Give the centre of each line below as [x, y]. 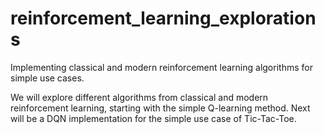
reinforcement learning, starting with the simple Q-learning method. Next [160, 108]
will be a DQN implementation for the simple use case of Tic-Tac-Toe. [153, 118]
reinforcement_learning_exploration [163, 18]
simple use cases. [47, 78]
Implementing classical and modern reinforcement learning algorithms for [161, 67]
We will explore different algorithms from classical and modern [139, 97]
